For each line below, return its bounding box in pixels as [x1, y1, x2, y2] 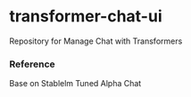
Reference [9, 58, 55, 70]
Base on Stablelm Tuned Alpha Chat [9, 78, 142, 89]
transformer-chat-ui [9, 6, 162, 27]
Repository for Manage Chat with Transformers [9, 36, 183, 46]
